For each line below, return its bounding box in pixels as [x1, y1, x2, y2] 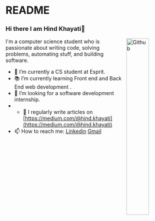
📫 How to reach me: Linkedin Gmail [14, 128, 101, 135]
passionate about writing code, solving [5, 44, 100, 51]
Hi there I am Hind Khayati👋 [5, 25, 85, 33]
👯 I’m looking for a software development [14, 90, 114, 97]
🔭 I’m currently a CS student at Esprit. [14, 69, 105, 76]
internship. [14, 96, 41, 103]
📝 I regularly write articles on [22, 109, 93, 116]
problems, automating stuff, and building [5, 51, 104, 58]
